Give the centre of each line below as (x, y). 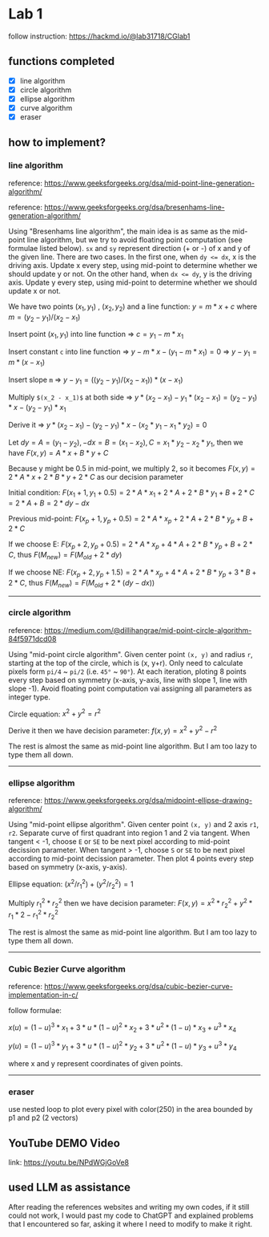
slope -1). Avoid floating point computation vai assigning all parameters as (130, 688)
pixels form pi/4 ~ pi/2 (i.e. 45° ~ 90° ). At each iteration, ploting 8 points (127, 671)
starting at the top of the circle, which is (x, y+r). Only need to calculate (126, 663)
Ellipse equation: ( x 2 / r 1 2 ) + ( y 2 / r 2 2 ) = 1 (71, 884)
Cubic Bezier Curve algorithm (67, 969)
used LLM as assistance (69, 1188)
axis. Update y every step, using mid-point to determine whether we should (133, 282)
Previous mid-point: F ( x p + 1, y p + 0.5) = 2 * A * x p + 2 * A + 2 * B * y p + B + (131, 519)
